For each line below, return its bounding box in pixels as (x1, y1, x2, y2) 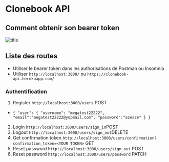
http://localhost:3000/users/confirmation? (62, 136, 157, 141)
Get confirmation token (12, 135, 61, 141)
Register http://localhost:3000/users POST (12, 100, 107, 106)
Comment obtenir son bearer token (5, 24, 119, 32)
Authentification (5, 88, 47, 95)
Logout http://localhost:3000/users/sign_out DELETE (12, 129, 129, 135)
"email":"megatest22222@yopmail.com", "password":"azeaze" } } (12, 115, 151, 120)
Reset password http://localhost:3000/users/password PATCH (12, 151, 147, 157)
